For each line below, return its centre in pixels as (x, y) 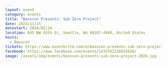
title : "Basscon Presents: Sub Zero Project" (53, 19)
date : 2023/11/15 (23, 24)
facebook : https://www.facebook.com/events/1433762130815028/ (71, 51)
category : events (23, 14)
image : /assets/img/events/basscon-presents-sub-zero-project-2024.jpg (81, 56)
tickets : (14, 47)
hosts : (12, 38)
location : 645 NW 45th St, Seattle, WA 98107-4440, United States (75, 33)
